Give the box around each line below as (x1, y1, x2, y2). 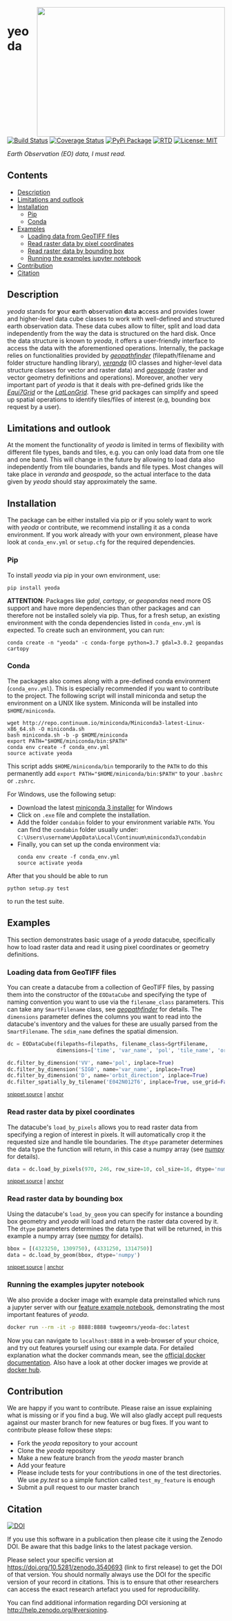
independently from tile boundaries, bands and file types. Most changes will (7, 463, 224, 471)
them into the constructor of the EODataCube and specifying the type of (7, 990, 207, 998)
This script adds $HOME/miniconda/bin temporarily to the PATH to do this (7, 761, 209, 770)
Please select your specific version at (7, 1556, 114, 1564)
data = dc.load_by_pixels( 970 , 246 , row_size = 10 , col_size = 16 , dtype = (7, 1166, 215, 1173)
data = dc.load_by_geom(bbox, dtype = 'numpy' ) (7, 1251, 140, 1258)
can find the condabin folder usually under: (17, 825, 139, 833)
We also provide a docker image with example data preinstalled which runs (7, 1296, 221, 1304)
